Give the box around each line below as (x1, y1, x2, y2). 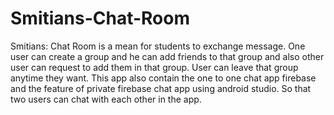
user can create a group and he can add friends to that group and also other (10, 50, 325, 62)
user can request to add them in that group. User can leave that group (10, 61, 299, 73)
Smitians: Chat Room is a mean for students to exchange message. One (10, 40, 306, 52)
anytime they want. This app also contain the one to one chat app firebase (10, 72, 317, 84)
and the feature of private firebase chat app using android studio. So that (10, 82, 312, 94)
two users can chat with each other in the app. (10, 93, 202, 105)
